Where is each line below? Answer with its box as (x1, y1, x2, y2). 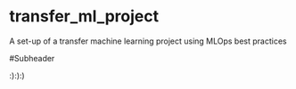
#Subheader (9, 53, 55, 63)
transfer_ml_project (9, 6, 159, 27)
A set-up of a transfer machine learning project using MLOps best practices (9, 36, 287, 46)
